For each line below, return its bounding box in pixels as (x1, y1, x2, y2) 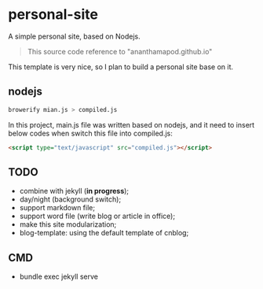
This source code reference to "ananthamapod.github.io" (27, 46, 213, 56)
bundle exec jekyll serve (19, 272, 98, 281)
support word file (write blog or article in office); (19, 211, 175, 221)
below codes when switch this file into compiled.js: (8, 128, 173, 138)
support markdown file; (19, 203, 96, 213)
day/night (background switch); (19, 195, 122, 204)
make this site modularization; (19, 220, 117, 229)
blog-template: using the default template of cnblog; (19, 228, 189, 238)
